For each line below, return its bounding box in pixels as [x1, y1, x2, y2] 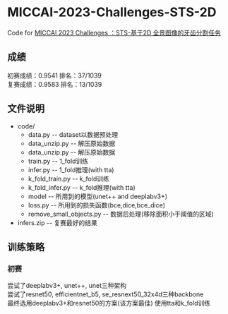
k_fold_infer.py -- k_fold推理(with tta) [28, 183, 136, 191]
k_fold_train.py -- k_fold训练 [28, 174, 109, 183]
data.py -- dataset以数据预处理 [28, 130, 119, 138]
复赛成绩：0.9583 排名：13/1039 [7, 80, 102, 88]
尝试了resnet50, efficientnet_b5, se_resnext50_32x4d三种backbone [7, 290, 204, 298]
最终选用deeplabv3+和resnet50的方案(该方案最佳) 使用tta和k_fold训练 [7, 299, 210, 308]
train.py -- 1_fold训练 [28, 157, 89, 165]
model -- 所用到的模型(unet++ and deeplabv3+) [28, 192, 168, 200]
